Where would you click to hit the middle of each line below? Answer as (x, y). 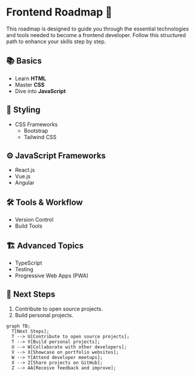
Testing (24, 269)
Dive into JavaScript (40, 91)
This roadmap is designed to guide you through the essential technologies (98, 29)
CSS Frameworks (36, 124)
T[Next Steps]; (31, 331)
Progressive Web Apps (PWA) (51, 275)
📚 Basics (24, 61)
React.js (25, 170)
